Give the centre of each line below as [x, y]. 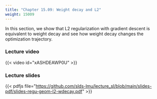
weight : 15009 [20, 14]
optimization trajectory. [29, 39]
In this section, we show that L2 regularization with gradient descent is [78, 28]
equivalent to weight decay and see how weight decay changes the [74, 34]
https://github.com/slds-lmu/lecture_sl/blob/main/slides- [94, 86]
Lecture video [22, 51]
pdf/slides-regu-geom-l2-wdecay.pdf [44, 92]
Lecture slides [23, 75]
